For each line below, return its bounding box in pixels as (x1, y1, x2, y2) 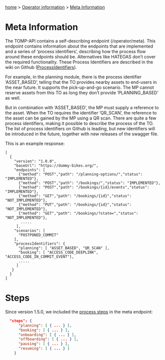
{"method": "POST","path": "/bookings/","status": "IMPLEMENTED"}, (18, 180, 161, 185)
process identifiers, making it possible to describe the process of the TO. (5, 120, 154, 126)
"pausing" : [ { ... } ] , (18, 342, 70, 347)
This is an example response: (5, 140, 65, 146)
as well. (5, 95, 21, 101)
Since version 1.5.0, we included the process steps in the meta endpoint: (5, 308, 153, 314)
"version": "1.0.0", (14, 159, 56, 164)
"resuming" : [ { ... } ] (18, 346, 70, 351)
